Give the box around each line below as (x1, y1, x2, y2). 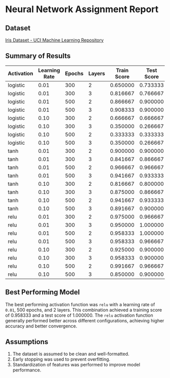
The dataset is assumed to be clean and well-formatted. (12, 351, 130, 357)
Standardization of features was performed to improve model (12, 362, 141, 368)
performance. (12, 367, 41, 373)
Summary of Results (5, 52, 71, 60)
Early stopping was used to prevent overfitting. (12, 356, 110, 362)
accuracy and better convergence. (5, 323, 77, 329)
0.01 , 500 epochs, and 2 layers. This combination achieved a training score (5, 307, 162, 313)
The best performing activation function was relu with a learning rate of (5, 301, 155, 307)
